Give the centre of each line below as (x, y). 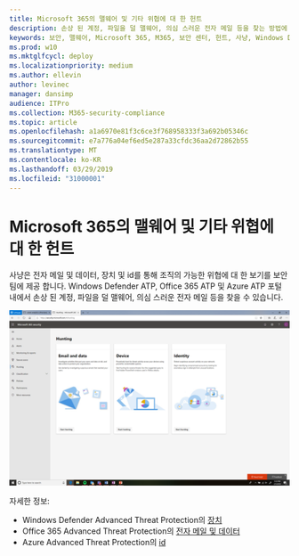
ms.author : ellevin (45, 76)
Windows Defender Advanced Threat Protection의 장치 (122, 520)
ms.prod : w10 (33, 47)
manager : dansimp (41, 94)
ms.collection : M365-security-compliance (87, 113)
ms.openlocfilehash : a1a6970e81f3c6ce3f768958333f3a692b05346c (129, 132)
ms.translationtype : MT (53, 151)
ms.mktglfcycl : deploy (51, 57)
